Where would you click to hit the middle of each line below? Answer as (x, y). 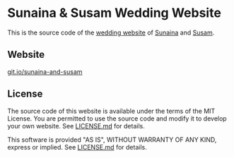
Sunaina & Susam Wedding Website (114, 13)
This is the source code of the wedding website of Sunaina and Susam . (111, 32)
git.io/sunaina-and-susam (45, 71)
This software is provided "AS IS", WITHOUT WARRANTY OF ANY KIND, (112, 140)
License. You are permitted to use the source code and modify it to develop (117, 119)
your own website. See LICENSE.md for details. (76, 126)
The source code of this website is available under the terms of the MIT (111, 111)
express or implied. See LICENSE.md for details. (77, 147)
